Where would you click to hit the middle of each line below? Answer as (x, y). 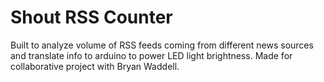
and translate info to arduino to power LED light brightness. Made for (151, 55)
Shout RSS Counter (91, 17)
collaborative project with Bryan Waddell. (95, 66)
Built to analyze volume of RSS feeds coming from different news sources (162, 45)
